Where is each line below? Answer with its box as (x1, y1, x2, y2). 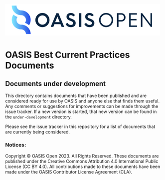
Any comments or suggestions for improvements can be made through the (5, 103, 159, 109)
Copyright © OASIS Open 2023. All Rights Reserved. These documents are (5, 152, 159, 159)
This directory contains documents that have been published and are (5, 92, 147, 99)
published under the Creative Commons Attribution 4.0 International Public (5, 158, 159, 164)
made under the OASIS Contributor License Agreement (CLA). (5, 168, 133, 174)
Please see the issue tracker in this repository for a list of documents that (5, 123, 156, 129)
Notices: (5, 141, 26, 148)
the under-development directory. (5, 114, 72, 120)
